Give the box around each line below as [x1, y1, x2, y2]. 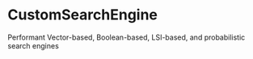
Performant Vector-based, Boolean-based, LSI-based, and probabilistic [7, 32, 246, 42]
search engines [7, 40, 60, 50]
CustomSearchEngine [7, 6, 158, 24]
